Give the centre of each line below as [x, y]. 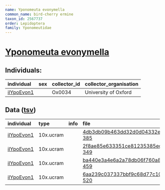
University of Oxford [108, 92]
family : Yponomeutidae [28, 28]
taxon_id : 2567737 [24, 19]
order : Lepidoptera [25, 23]
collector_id [66, 84]
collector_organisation [112, 84]
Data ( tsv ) [21, 110]
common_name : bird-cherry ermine [39, 14]
